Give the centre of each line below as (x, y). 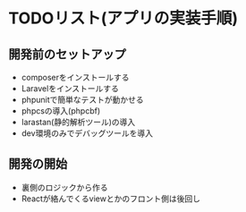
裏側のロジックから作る (64, 187)
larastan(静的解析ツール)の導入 (78, 122)
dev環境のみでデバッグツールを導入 (87, 133)
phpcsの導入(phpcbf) (60, 111)
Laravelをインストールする (70, 89)
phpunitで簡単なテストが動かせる (82, 100)
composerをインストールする (75, 77)
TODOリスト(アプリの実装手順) (123, 18)
